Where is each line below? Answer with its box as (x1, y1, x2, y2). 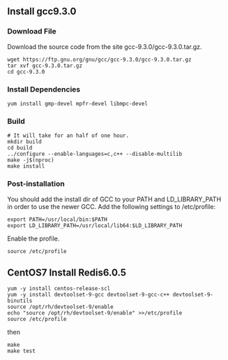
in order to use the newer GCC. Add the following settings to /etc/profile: (7, 202, 216, 210)
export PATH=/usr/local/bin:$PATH (7, 216, 108, 223)
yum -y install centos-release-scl (7, 285, 111, 292)
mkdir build (7, 138, 42, 145)
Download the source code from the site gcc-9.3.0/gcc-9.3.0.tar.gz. (7, 42, 202, 51)
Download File (7, 27, 57, 36)
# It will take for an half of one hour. (7, 132, 130, 139)
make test (7, 347, 36, 355)
